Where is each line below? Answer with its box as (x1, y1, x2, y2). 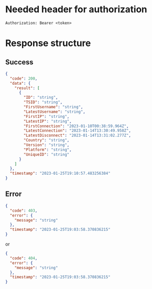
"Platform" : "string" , (23, 147, 72, 152)
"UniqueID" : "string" (23, 152, 70, 157)
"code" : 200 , (10, 76, 38, 81)
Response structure (5, 37, 91, 49)
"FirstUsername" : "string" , (23, 105, 83, 110)
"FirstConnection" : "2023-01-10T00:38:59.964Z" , (23, 124, 129, 129)
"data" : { (10, 81, 31, 86)
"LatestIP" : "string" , (23, 118, 72, 124)
